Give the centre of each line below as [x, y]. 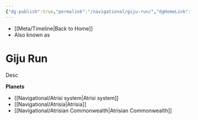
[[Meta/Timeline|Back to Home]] [53, 28]
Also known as [32, 35]
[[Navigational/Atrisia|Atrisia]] [50, 104]
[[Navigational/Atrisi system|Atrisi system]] [66, 98]
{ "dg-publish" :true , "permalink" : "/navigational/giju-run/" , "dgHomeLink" [97, 12]
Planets [15, 86]
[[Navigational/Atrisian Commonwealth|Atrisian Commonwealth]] [93, 111]
